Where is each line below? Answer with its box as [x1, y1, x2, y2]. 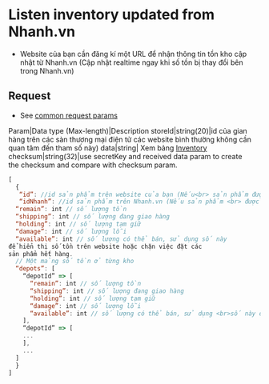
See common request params [19, 110, 118, 120]
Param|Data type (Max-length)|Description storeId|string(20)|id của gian [8, 126, 248, 135]
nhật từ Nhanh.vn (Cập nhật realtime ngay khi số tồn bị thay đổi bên [19, 58, 243, 67]
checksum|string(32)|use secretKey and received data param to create [8, 151, 243, 161]
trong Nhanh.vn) [19, 66, 74, 75]
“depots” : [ [15, 265, 56, 273]
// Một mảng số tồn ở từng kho [15, 258, 134, 266]
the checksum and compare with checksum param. [8, 160, 178, 170]
